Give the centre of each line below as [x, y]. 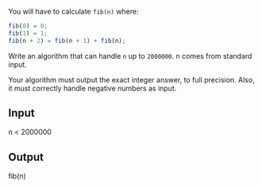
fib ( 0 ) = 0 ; [28, 26]
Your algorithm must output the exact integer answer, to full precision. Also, [132, 79]
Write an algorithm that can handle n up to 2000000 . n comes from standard [130, 56]
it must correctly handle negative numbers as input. [92, 88]
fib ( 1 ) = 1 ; [28, 33]
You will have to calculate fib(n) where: [73, 12]
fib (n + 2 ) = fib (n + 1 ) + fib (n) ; [67, 40]
